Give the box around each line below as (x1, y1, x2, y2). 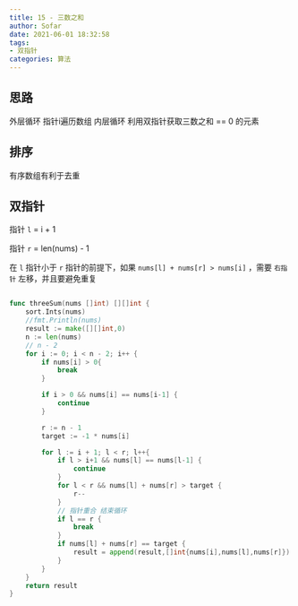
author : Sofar (9, 22, 63, 30)
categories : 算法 (9, 55, 72, 64)
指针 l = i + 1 (9, 224, 56, 235)
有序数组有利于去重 (9, 169, 81, 180)
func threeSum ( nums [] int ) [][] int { (9, 299, 150, 308)
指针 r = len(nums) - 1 (9, 243, 89, 254)
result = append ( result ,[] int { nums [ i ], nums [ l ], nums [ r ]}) (72, 548, 291, 557)
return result (25, 581, 78, 590)
